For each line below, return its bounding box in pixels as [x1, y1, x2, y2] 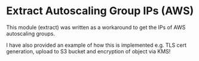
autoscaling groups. [6, 30, 56, 37]
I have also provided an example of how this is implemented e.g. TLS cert [6, 41, 187, 49]
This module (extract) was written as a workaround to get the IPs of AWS [6, 24, 186, 31]
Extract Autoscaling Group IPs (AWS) [6, 4, 194, 18]
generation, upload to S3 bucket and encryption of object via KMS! [6, 47, 171, 54]
